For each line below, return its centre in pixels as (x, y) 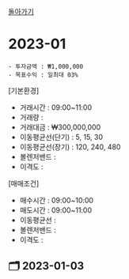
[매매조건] (24, 183)
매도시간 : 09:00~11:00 (56, 210)
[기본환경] (24, 90)
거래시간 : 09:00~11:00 (56, 107)
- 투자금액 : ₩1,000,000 (46, 66)
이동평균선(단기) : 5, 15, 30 (61, 137)
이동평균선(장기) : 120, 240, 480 (70, 147)
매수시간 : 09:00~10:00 (56, 200)
